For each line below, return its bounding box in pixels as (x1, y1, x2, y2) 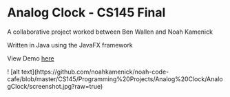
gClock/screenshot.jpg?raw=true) (7, 82, 103, 90)
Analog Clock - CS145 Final (7, 5, 166, 21)
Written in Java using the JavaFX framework (7, 41, 133, 49)
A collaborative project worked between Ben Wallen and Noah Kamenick (7, 28, 213, 36)
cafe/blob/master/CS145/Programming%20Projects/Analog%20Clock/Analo (7, 74, 223, 83)
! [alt (7, 67, 21, 76)
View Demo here (7, 54, 54, 63)
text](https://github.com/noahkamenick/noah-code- (21, 67, 169, 76)
